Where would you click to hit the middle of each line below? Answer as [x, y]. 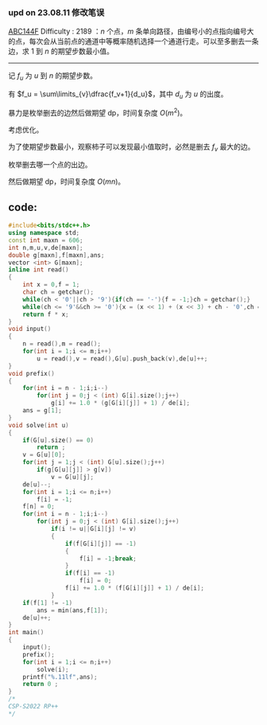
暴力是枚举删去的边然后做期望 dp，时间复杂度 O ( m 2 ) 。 [98, 111]
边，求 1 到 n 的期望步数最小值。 [61, 51]
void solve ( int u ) [39, 425]
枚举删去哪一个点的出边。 [50, 165]
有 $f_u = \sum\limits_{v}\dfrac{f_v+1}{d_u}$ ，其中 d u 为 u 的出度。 [118, 95]
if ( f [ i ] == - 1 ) [90, 573]
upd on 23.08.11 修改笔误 [56, 12]
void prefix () [32, 373]
